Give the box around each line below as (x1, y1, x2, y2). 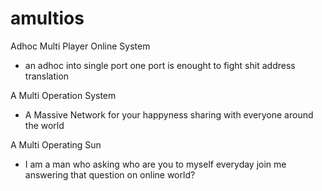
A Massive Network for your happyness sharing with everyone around (24, 108, 314, 121)
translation (24, 70, 70, 82)
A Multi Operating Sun (10, 138, 102, 151)
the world (24, 119, 65, 131)
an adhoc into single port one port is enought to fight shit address (24, 59, 296, 71)
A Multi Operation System (10, 89, 117, 101)
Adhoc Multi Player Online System (10, 40, 151, 52)
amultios (10, 7, 85, 30)
